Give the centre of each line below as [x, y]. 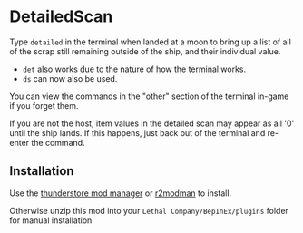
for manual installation [51, 220]
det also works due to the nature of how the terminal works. [134, 69]
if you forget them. [44, 105]
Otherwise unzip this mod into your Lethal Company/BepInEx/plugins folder [149, 210]
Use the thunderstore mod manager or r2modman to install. [121, 193]
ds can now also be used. [70, 78]
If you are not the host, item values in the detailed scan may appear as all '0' [152, 123]
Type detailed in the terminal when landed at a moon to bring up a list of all [151, 42]
